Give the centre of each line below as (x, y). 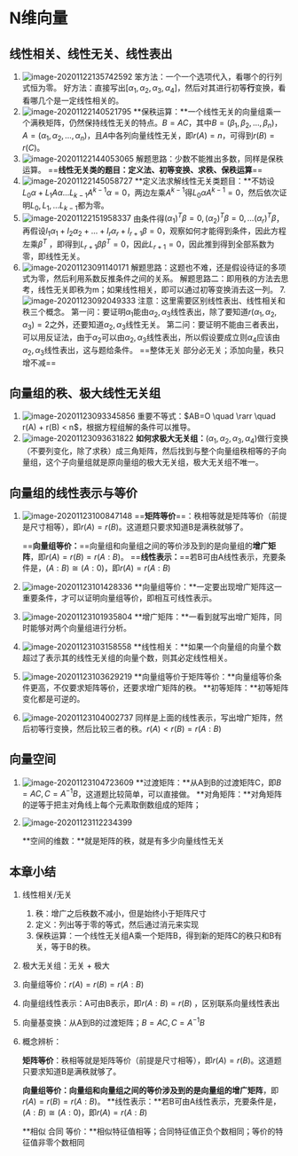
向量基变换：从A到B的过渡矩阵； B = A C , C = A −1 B (114, 1022)
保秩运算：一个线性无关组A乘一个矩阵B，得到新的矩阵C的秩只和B (155, 936)
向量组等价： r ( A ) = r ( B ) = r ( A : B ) (83, 985)
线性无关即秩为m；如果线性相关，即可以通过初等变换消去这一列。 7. (162, 290)
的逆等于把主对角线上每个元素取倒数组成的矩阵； (111, 805)
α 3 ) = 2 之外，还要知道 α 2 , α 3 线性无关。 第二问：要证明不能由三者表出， (153, 326)
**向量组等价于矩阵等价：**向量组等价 (204, 676)
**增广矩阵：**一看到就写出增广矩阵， (204, 617)
